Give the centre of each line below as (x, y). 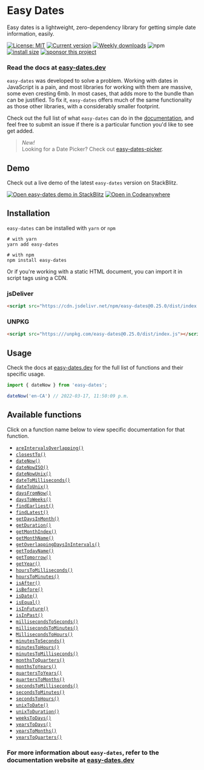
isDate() (27, 596)
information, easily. (31, 33)
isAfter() (28, 583)
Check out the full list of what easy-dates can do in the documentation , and (100, 118)
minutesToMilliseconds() (47, 654)
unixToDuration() (38, 711)
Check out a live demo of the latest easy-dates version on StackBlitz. (92, 183)
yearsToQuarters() (39, 737)
